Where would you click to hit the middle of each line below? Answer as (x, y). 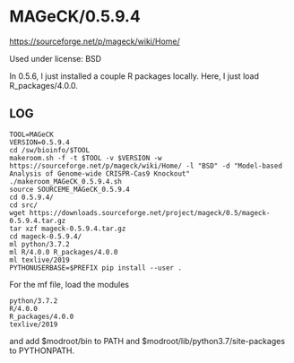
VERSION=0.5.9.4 (39, 142)
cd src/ (24, 205)
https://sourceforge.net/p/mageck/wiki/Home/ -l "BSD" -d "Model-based (146, 166)
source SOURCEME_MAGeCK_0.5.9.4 (69, 189)
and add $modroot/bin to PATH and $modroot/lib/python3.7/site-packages (147, 341)
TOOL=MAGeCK (31, 134)
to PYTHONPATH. (42, 350)
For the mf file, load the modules (69, 284)
